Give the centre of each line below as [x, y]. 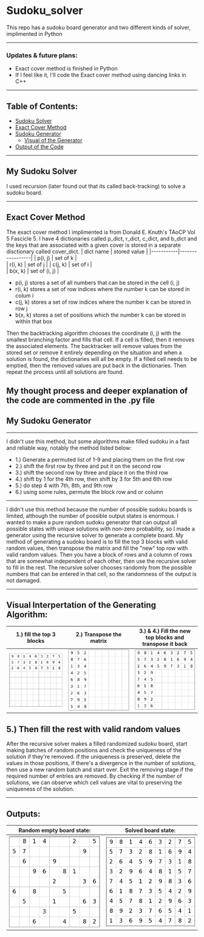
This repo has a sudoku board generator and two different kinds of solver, [99, 27]
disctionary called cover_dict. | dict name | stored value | [77, 251]
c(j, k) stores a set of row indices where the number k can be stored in [103, 302]
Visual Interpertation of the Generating [81, 605]
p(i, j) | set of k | [57, 258]
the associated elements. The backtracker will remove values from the [94, 346]
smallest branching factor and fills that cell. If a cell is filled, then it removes [100, 339]
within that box [34, 321]
